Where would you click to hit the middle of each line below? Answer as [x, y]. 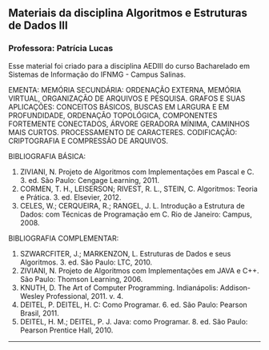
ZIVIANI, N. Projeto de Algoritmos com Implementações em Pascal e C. [137, 172]
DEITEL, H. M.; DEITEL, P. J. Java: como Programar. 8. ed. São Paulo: [134, 321]
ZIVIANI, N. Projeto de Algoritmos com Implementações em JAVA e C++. [139, 270]
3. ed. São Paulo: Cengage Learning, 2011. [90, 180]
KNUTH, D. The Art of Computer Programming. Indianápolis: [119, 288]
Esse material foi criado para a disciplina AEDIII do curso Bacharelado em [129, 66]
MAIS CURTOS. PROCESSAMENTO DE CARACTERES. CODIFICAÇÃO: [123, 132]
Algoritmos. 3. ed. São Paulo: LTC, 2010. [86, 262]
